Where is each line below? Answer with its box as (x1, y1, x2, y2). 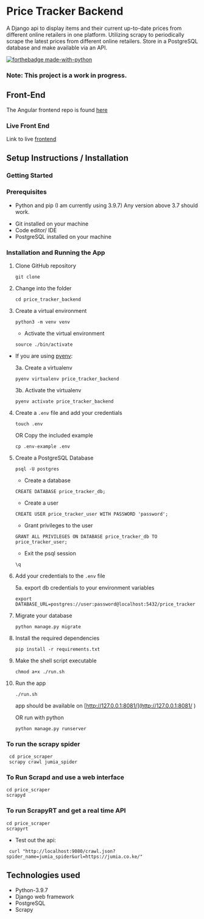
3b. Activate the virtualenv (15, 386, 82, 394)
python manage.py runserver (15, 725, 86, 731)
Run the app (15, 679, 46, 687)
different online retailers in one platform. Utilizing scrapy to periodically (6, 31, 185, 38)
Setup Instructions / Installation (6, 153, 129, 163)
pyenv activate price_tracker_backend (15, 398, 114, 405)
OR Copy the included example (15, 431, 93, 439)
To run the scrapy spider (6, 739, 80, 748)
